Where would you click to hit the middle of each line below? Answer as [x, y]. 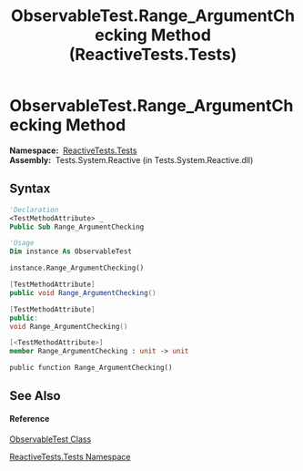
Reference [30, 419]
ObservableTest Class [50, 439]
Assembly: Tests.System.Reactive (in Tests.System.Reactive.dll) [131, 159]
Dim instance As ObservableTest [71, 251]
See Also [35, 396]
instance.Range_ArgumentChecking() [77, 268]
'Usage [22, 243]
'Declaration [34, 210]
